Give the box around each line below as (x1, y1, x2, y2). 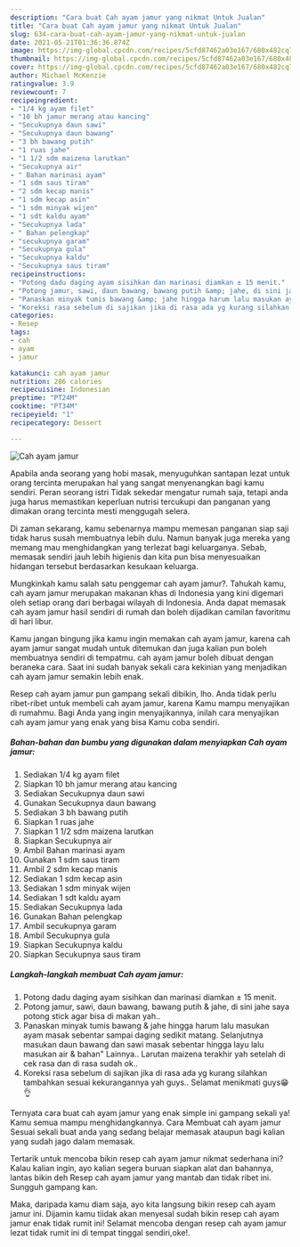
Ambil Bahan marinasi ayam (22, 844, 126, 855)
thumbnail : (10, 54, 51, 63)
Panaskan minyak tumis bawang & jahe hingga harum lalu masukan (22, 1020, 270, 1031)
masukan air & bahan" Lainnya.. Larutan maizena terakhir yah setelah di (22, 1048, 286, 1059)
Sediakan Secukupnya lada (22, 901, 123, 912)
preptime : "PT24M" (10, 394, 78, 403)
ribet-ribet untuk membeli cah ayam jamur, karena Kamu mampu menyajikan (10, 697, 290, 708)
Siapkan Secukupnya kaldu (22, 939, 123, 950)
